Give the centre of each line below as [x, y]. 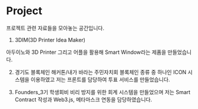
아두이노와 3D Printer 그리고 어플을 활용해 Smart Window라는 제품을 [86, 52]
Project [24, 11]
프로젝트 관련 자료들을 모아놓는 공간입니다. [55, 28]
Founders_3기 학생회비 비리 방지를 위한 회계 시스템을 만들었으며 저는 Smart [103, 92]
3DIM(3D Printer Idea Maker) [50, 40]
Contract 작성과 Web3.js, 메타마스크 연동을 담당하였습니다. [83, 100]
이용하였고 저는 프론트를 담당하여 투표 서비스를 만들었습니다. [100, 79]
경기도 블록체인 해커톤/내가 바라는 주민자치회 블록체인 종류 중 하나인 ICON [100, 72]
